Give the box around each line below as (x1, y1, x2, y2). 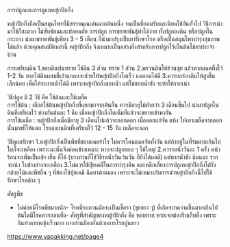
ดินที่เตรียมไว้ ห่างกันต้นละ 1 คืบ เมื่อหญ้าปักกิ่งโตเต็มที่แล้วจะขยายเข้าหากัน (7, 109, 172, 116)
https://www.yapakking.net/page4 (7, 233, 104, 240)
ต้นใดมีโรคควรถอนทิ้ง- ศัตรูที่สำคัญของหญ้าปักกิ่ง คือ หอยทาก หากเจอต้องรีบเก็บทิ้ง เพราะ (16, 211, 217, 219)
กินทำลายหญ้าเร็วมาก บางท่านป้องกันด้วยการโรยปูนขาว (16, 219, 140, 226)
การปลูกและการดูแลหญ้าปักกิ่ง (7, 6, 74, 14)
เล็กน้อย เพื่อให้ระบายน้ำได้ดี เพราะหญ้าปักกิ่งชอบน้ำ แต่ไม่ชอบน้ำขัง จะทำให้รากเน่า (7, 79, 190, 88)
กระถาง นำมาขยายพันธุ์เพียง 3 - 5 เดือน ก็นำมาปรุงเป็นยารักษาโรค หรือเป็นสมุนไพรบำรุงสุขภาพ (7, 35, 220, 43)
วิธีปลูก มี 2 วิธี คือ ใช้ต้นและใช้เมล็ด (7, 93, 88, 101)
